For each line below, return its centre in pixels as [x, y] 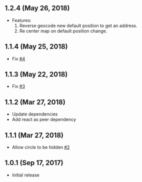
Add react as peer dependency [44, 119]
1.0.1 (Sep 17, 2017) [34, 163]
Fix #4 [18, 58]
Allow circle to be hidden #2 [41, 147]
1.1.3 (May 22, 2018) [36, 74]
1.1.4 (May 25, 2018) [36, 47]
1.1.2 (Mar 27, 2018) [35, 102]
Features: [22, 20]
